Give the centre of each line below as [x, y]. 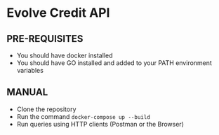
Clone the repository [46, 109]
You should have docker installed [65, 55]
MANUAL [27, 92]
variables [30, 70]
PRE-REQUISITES [45, 39]
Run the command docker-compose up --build [83, 116]
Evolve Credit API [58, 13]
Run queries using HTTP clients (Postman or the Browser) [100, 124]
